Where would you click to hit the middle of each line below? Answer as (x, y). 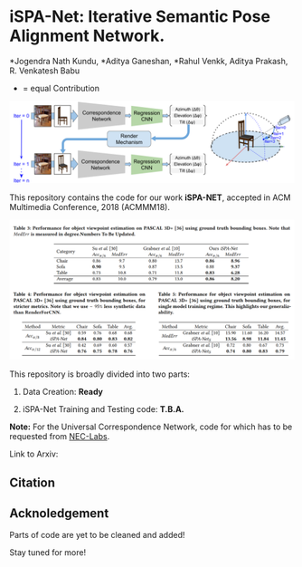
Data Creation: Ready (63, 392)
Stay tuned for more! (48, 553)
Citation (33, 482)
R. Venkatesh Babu (44, 71)
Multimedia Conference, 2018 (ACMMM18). (90, 207)
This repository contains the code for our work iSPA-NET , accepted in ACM (150, 197)
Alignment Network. (87, 36)
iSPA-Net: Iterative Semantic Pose (140, 17)
